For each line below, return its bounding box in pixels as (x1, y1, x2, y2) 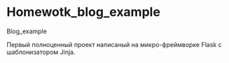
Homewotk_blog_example (6, 4, 160, 20)
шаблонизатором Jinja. (6, 48, 76, 56)
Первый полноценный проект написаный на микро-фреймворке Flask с (6, 40, 222, 48)
